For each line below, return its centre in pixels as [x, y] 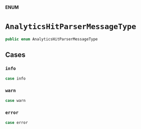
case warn [16, 100]
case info [16, 78]
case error [17, 122]
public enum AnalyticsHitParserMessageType [52, 39]
